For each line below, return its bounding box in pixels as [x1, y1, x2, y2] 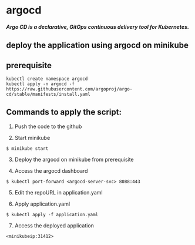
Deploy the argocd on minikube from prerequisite [14, 156, 134, 163]
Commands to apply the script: [6, 107, 122, 118]
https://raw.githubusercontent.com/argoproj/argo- [6, 86, 133, 92]
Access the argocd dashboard [14, 167, 88, 174]
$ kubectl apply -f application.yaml [6, 212, 99, 217]
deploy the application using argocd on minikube [6, 41, 189, 51]
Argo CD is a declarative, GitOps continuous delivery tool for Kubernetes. [6, 23, 190, 30]
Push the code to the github [14, 123, 82, 130]
